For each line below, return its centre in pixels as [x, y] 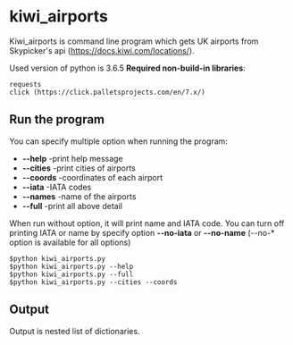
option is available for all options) [70, 242]
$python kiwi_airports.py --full [71, 274]
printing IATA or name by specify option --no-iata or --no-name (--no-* [142, 232]
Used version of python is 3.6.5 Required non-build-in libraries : [127, 68]
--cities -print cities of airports [79, 168]
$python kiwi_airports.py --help [71, 266]
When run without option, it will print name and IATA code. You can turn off [147, 223]
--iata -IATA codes [57, 187]
